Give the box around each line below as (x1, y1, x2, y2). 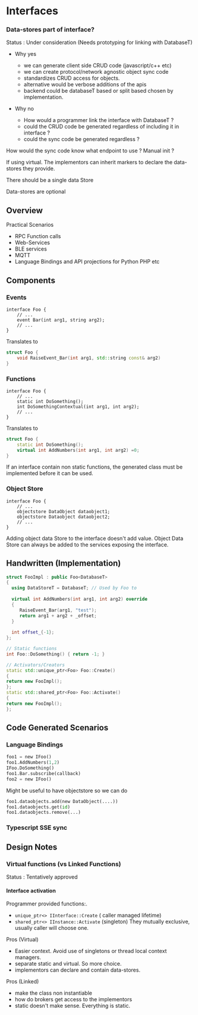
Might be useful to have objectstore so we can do (6, 787, 128, 794)
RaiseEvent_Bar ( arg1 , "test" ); (19, 607, 97, 613)
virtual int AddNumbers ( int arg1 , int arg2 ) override (11, 596, 147, 602)
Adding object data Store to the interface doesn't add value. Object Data (6, 535, 184, 542)
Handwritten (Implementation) (6, 558, 121, 569)
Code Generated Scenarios (6, 723, 109, 733)
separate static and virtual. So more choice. (14, 960, 122, 967)
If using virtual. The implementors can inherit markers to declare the (6, 159, 173, 166)
